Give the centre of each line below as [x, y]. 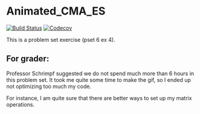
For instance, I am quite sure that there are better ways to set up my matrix [99, 98]
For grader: [28, 59]
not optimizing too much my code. [49, 86]
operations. [21, 104]
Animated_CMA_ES [56, 11]
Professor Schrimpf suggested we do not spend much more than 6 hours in [100, 73]
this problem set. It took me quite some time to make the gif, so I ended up [99, 79]
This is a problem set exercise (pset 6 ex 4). [61, 39]
